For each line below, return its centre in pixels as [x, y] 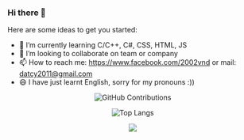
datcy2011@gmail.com [56, 74]
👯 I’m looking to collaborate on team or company [98, 54]
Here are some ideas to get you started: [73, 30]
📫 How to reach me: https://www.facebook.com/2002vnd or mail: [127, 62]
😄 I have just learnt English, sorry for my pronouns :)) [107, 82]
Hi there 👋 [27, 13]
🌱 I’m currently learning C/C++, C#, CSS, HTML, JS [103, 45]
